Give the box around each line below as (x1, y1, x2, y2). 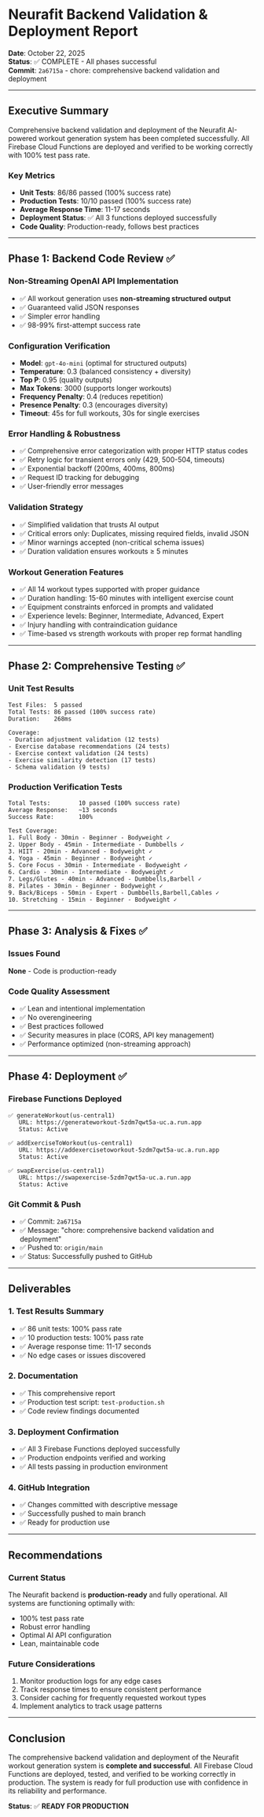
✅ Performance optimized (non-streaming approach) (19, 1039, 191, 1048)
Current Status (8, 1572, 66, 1583)
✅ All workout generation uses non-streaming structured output (19, 293, 232, 303)
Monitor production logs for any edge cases (19, 1677, 163, 1686)
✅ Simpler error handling (19, 311, 101, 321)
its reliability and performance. (8, 1786, 108, 1796)
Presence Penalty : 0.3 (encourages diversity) (19, 400, 168, 410)
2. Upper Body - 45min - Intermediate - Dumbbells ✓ (8, 840, 185, 848)
